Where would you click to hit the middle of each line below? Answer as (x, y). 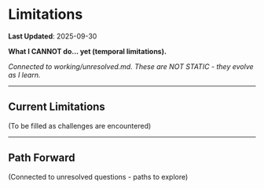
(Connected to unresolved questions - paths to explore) (98, 176)
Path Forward (42, 158)
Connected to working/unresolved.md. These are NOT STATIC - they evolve (131, 66)
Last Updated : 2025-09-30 (53, 36)
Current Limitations (57, 107)
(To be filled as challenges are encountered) (80, 125)
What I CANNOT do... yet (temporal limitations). (88, 51)
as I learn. (24, 75)
